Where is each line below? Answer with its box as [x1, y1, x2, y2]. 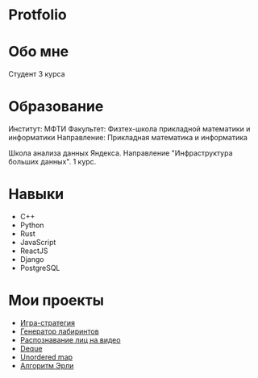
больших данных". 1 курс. [8, 157, 97, 167]
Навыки [8, 185, 64, 203]
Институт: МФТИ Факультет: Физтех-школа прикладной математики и [8, 124, 251, 134]
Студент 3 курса [8, 69, 66, 79]
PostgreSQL [19, 264, 60, 272]
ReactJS [19, 246, 48, 255]
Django [19, 255, 44, 264]
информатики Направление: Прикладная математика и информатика [8, 133, 248, 143]
